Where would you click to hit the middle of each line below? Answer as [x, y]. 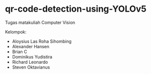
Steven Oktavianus [31, 67]
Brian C [20, 52]
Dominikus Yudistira [32, 56]
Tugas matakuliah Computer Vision [40, 22]
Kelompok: [16, 32]
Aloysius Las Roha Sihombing [42, 41]
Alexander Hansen [31, 46]
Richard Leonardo [30, 62]
